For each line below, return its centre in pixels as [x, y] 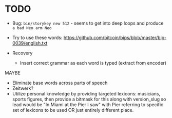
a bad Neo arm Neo [32, 28]
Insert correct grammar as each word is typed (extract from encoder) [93, 63]
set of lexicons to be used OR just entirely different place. [73, 110]
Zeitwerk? [23, 88]
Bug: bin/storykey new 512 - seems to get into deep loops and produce [88, 23]
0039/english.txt [30, 43]
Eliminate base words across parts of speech [60, 83]
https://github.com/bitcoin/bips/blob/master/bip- [115, 37]
